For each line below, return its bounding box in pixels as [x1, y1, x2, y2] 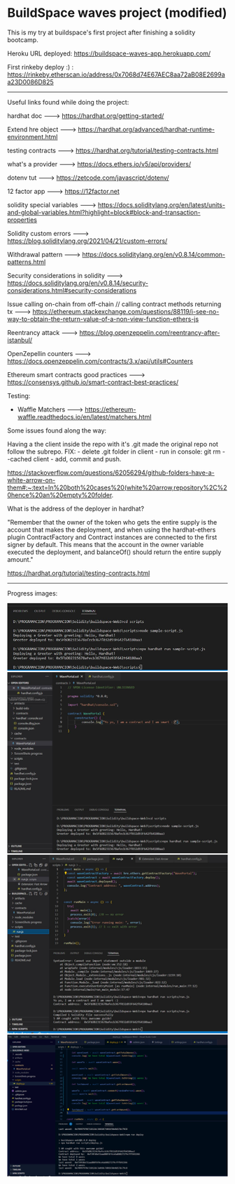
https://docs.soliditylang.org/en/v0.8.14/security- [7, 279, 149, 287]
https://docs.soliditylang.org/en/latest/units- [97, 200, 226, 209]
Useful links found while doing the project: [7, 98, 129, 106]
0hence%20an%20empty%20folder [7, 490, 112, 499]
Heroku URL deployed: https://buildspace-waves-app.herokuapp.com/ [7, 49, 211, 58]
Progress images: [7, 588, 58, 598]
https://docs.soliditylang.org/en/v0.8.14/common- [82, 250, 226, 258]
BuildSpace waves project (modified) [7, 5, 227, 21]
